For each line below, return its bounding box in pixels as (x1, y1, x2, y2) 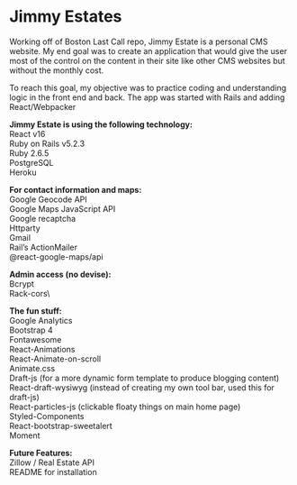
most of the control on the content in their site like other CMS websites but (9, 55, 285, 66)
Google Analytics (9, 315, 73, 325)
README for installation (9, 466, 97, 477)
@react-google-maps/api (9, 251, 103, 262)
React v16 (9, 128, 46, 139)
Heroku (9, 167, 37, 178)
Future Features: (9, 447, 73, 458)
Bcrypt (9, 278, 34, 289)
